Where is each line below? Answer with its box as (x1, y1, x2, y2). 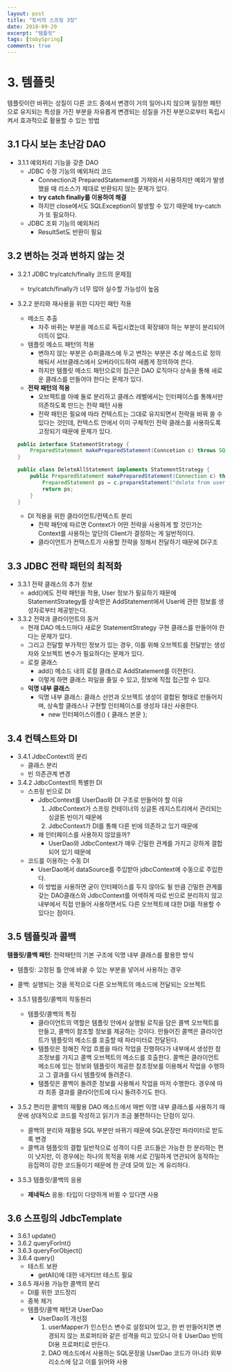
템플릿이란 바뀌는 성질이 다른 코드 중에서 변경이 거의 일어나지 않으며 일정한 (7, 99, 209, 107)
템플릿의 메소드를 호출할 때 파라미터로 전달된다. (51, 1036, 179, 1044)
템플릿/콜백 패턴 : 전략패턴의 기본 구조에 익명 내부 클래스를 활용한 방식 (7, 950, 194, 959)
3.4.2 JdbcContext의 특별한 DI (17, 779, 102, 787)
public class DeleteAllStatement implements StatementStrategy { (17, 466, 210, 473)
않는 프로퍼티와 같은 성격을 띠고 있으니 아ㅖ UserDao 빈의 (66, 1331, 223, 1339)
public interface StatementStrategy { (17, 440, 130, 448)
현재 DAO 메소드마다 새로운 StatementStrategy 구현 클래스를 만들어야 (27, 623, 218, 632)
